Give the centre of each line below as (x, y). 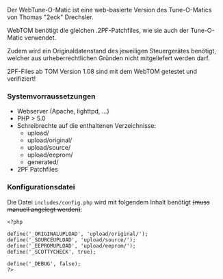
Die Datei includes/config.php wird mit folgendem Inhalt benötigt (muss (108, 202)
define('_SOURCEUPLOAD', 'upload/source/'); (71, 240)
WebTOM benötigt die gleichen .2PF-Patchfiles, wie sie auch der (98, 30)
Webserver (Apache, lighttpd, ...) (63, 111)
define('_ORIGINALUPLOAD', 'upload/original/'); (78, 234)
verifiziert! (22, 79)
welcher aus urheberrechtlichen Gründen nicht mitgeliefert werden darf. (108, 58)
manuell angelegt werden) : (45, 209)
